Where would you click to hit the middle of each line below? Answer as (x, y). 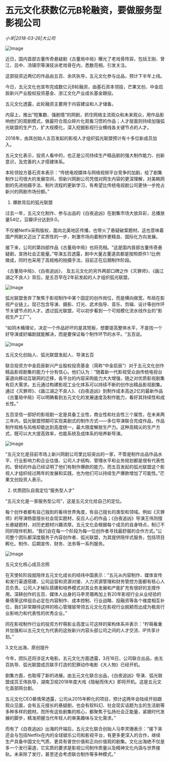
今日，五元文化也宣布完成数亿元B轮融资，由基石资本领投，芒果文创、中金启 (84, 86)
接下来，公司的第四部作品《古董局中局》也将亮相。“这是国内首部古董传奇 (82, 247)
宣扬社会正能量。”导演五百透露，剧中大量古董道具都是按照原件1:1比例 (90, 253)
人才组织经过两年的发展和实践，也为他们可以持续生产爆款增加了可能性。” (85, 473)
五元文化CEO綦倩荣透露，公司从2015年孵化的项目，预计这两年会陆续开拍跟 (83, 698)
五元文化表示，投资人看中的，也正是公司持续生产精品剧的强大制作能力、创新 (85, 155)
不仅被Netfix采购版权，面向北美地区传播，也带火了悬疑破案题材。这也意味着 (85, 230)
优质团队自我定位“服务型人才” (44, 490)
